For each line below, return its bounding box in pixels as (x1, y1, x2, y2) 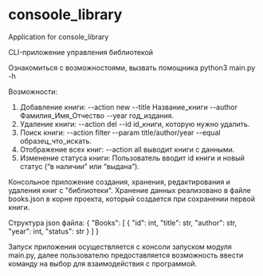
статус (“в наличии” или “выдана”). (19, 161, 139, 171)
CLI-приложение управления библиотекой (8, 47, 154, 57)
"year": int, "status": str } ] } (8, 226, 100, 236)
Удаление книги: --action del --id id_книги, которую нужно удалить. (19, 119, 250, 128)
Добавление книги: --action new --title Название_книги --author (19, 102, 237, 112)
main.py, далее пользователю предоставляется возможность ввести (8, 250, 244, 260)
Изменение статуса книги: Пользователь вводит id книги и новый (19, 153, 245, 163)
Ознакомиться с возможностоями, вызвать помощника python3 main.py (8, 62, 256, 73)
